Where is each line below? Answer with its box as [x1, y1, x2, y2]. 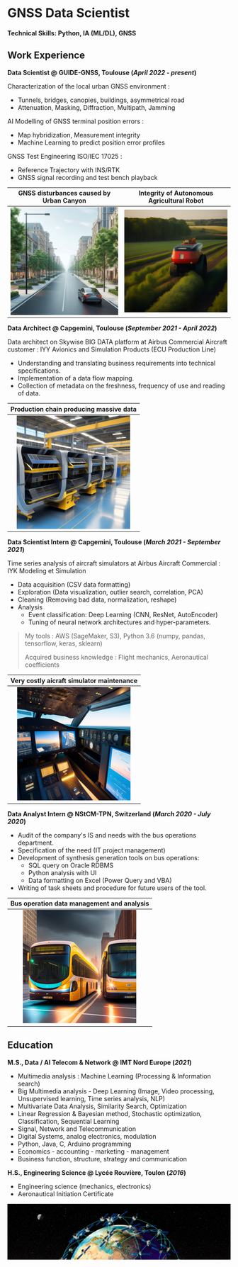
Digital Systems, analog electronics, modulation [17, 1132, 157, 1140]
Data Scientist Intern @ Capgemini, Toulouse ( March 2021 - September [7, 538, 221, 546]
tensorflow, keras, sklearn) [24, 639, 103, 648]
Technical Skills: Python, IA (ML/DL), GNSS [7, 28, 137, 37]
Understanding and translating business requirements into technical [17, 359, 216, 368]
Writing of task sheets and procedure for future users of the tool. [17, 884, 207, 892]
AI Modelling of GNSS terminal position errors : [7, 117, 144, 125]
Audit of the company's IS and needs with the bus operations [17, 830, 197, 839]
